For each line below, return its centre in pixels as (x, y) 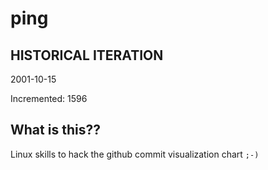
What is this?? (55, 130)
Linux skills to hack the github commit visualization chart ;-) (135, 154)
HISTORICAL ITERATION (87, 55)
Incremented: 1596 (49, 98)
